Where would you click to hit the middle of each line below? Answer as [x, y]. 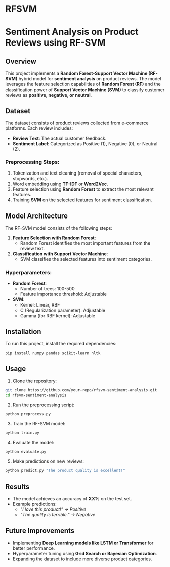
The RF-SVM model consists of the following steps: [59, 228]
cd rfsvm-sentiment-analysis [36, 395]
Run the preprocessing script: [44, 405]
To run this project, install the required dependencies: [61, 344]
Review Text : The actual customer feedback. [59, 138]
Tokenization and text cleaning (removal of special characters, [77, 173]
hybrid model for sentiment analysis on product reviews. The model [90, 79]
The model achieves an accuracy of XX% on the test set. [72, 498]
